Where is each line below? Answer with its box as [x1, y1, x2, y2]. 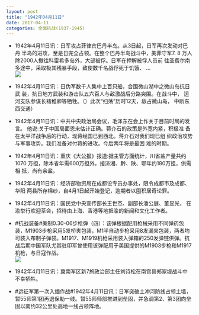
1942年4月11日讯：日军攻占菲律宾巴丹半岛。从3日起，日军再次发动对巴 [14, 42, 188, 49]
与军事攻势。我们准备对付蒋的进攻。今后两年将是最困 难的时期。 [14, 140, 172, 147]
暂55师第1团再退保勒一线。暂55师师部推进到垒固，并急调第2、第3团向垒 [14, 295, 191, 303]
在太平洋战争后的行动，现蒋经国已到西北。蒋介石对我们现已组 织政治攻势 [14, 133, 193, 140]
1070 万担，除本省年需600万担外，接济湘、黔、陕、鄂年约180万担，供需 [14, 160, 192, 167]
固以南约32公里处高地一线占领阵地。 [14, 303, 105, 310]
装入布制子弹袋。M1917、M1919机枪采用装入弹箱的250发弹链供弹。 [20, 234, 185, 242]
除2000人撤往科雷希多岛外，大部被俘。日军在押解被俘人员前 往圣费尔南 [14, 57, 191, 64]
